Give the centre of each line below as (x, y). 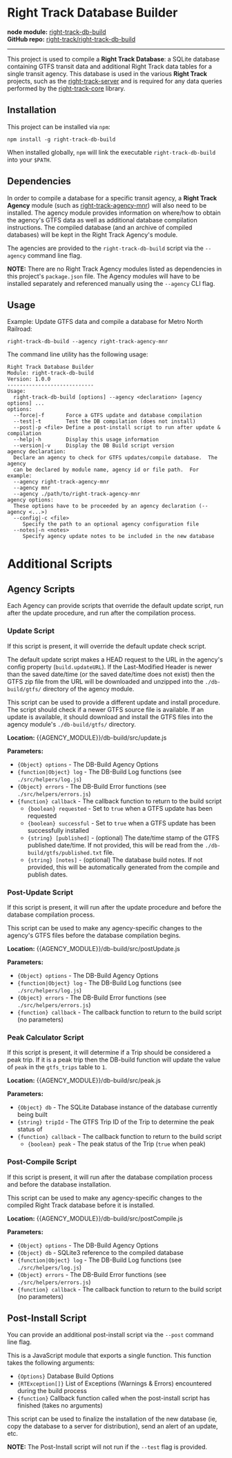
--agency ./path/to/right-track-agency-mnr (77, 494)
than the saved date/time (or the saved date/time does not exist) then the (111, 674)
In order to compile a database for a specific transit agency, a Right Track (112, 198)
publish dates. (47, 874)
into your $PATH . (29, 160)
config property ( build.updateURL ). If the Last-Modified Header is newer (110, 666)
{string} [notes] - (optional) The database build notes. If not (115, 860)
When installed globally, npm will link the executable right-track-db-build (112, 152)
